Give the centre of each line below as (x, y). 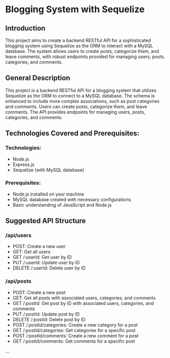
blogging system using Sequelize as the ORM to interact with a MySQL (79, 46)
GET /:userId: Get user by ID (42, 257)
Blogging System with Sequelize (75, 9)
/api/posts (18, 281)
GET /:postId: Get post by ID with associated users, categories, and (83, 303)
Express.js (23, 164)
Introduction (25, 28)
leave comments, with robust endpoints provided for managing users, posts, (85, 57)
